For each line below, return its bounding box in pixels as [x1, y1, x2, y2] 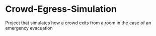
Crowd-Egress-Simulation [5, 3, 117, 15]
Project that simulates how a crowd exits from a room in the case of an [5, 20, 151, 26]
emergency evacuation [5, 25, 53, 31]
